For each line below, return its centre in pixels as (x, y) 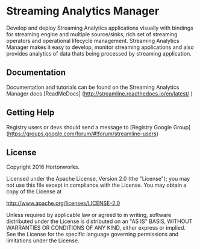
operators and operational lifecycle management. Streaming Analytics (93, 40)
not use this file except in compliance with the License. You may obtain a (96, 185)
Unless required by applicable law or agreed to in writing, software (89, 215)
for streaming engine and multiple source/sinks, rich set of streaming (92, 34)
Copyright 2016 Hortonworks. (43, 167)
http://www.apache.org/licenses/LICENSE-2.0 (63, 203)
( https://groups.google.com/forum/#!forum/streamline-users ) (82, 134)
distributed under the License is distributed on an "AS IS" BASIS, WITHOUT (99, 221)
